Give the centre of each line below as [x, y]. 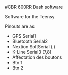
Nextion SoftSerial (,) [34, 47]
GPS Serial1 [24, 36]
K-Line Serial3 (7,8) [32, 52]
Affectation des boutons [37, 57]
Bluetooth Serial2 [30, 41]
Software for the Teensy [30, 17]
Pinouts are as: [20, 26]
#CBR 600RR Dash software [34, 7]
